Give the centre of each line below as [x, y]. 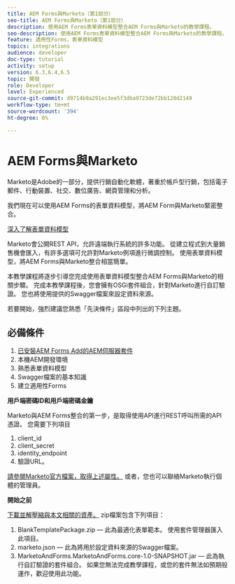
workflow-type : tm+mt [39, 105]
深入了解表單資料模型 [38, 229]
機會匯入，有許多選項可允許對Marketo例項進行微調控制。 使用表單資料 [115, 252]
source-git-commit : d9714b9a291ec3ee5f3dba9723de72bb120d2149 [100, 99]
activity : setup [31, 66]
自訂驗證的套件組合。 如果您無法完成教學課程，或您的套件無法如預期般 [126, 565]
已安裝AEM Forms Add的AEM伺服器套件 [75, 351]
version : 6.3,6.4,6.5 [39, 72]
